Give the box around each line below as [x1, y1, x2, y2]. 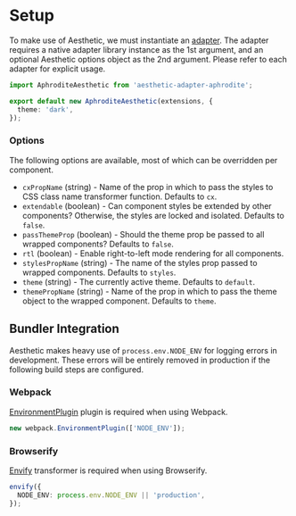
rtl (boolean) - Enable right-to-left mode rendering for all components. [21, 247, 284, 259]
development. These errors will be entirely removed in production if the [9, 354, 270, 365]
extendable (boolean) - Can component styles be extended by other [21, 200, 272, 211]
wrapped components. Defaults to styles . [21, 267, 177, 278]
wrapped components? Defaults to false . [21, 238, 174, 249]
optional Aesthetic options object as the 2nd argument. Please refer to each [9, 54, 287, 64]
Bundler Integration [9, 321, 120, 337]
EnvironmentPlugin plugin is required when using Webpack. [9, 406, 228, 417]
